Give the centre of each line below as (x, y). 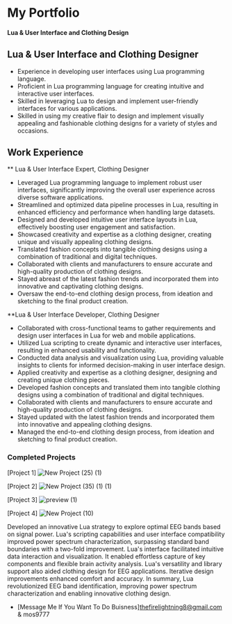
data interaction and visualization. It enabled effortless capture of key (107, 556)
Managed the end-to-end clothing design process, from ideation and (116, 432)
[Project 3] (23, 499)
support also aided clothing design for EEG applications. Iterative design (110, 571)
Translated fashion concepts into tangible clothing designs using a (112, 250)
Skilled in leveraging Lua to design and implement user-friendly (108, 101)
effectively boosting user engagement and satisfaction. (96, 227)
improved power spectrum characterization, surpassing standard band (108, 541)
